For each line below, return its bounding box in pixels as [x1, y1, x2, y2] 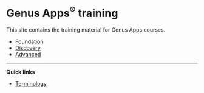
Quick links [6, 68, 35, 76]
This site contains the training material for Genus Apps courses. [6, 26, 166, 33]
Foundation [15, 38, 44, 46]
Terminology [15, 80, 47, 88]
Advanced [15, 51, 41, 58]
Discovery [15, 44, 41, 52]
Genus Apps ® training [6, 4, 118, 20]
